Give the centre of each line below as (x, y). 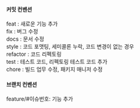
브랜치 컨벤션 (22, 84)
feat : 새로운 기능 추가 (32, 24)
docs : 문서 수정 (25, 39)
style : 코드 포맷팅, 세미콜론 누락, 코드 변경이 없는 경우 (70, 47)
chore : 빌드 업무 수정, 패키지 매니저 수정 (55, 69)
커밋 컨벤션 (19, 9)
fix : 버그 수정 (22, 32)
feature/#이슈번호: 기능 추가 (40, 99)
